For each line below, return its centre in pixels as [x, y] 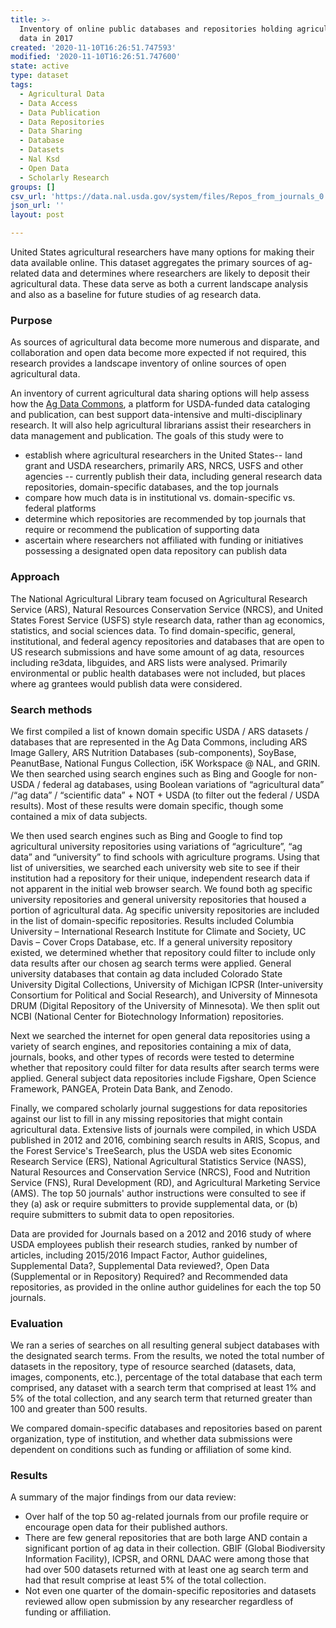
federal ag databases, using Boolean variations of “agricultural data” [183, 784]
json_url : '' [37, 206]
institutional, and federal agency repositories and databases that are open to [167, 641]
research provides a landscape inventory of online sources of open [148, 363]
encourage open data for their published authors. [126, 1527]
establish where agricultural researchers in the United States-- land [163, 455]
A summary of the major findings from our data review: [123, 1497]
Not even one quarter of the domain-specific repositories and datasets [170, 1591]
